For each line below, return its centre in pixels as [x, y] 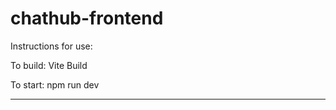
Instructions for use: [51, 46]
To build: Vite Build [49, 65]
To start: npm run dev [55, 84]
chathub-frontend [87, 18]
